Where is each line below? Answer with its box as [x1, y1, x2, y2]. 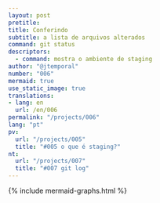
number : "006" [8, 70, 55, 78]
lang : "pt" [8, 121, 44, 129]
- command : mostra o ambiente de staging [15, 56, 153, 63]
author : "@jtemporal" [8, 63, 79, 71]
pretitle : [8, 19, 41, 27]
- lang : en [8, 99, 44, 107]
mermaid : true [8, 77, 55, 85]
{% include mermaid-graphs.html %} [8, 186, 128, 195]
